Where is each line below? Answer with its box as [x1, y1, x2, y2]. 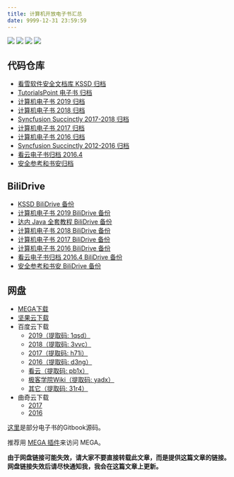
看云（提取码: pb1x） [28, 366, 89, 375]
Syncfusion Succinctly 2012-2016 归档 [17, 142, 129, 150]
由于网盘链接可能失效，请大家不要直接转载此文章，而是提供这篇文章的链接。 [7, 453, 230, 461]
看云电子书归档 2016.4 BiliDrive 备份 [17, 253, 122, 262]
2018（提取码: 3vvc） [28, 340, 92, 348]
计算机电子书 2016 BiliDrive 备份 [17, 244, 111, 253]
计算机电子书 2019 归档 [17, 97, 86, 106]
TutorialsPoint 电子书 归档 [17, 88, 93, 97]
